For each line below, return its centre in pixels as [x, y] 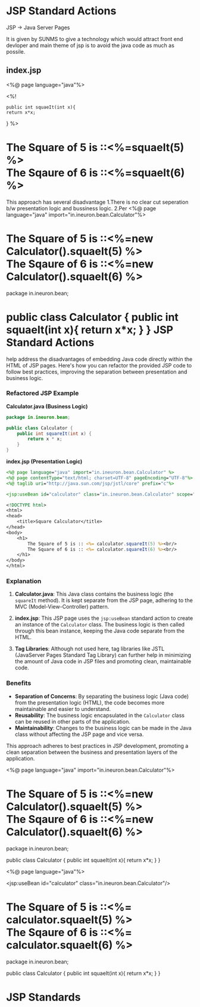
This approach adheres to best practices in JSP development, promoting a [97, 746]
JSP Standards [43, 997]
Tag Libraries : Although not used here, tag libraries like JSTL [90, 649]
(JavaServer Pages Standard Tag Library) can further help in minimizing [103, 655]
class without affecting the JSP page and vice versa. [79, 734]
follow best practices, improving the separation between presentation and [97, 372]
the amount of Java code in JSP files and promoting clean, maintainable [103, 662]
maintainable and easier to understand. [63, 709]
